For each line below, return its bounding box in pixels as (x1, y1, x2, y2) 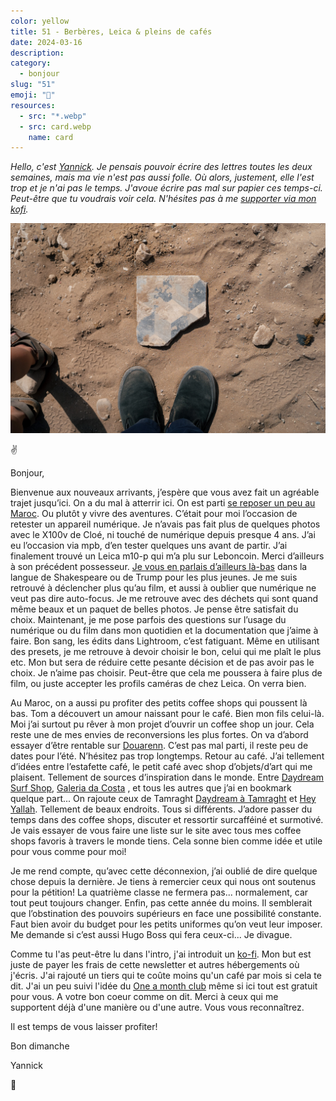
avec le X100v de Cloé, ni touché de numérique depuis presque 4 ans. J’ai (10, 528, 316, 540)
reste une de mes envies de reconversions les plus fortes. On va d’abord (10, 728, 309, 740)
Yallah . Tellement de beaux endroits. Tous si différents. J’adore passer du (10, 803, 313, 815)
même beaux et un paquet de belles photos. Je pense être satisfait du (10, 603, 299, 615)
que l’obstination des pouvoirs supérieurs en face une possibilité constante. (10, 907, 322, 919)
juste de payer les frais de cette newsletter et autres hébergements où (10, 958, 300, 970)
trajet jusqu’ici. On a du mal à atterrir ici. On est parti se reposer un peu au (10, 496, 316, 509)
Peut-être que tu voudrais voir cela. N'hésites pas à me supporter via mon (10, 193, 317, 205)
